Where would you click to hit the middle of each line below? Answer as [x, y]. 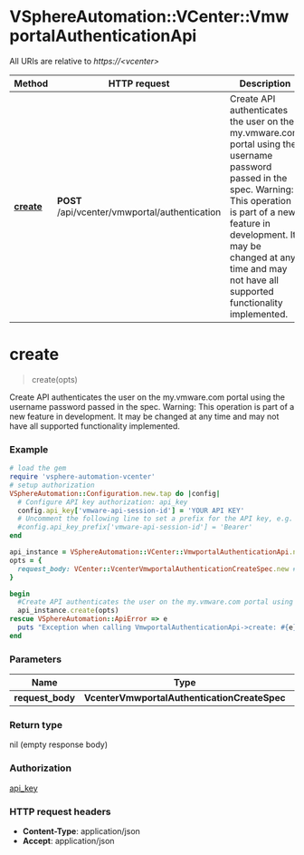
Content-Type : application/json [81, 831]
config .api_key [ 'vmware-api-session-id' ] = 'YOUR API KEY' [131, 510]
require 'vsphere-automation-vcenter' [82, 477]
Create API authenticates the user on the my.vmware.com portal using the [147, 397]
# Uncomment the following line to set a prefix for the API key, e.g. [156, 519]
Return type [36, 725]
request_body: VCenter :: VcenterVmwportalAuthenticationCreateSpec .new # [157, 568]
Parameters [35, 659]
